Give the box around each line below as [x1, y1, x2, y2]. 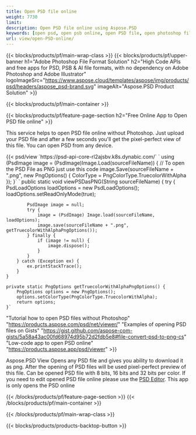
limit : [6, 19, 22, 25]
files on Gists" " [6, 327, 44, 334]
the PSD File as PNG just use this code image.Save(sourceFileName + [6, 166, 174, 173]
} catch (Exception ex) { [16, 258, 80, 264]
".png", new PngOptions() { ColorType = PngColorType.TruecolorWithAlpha [6, 172, 187, 179]
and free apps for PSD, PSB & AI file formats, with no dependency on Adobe [6, 64, 188, 71]
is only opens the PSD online [6, 382, 75, 389]
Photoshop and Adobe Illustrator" [6, 71, 86, 77]
